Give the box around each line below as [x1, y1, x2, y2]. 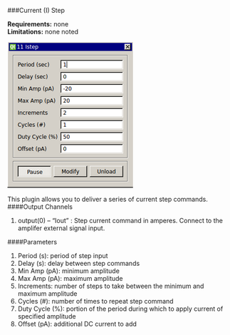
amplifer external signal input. [17, 224, 105, 232]
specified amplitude [17, 312, 76, 320]
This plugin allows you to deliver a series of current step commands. [7, 195, 208, 203]
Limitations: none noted [7, 28, 79, 36]
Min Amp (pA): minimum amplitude [17, 267, 120, 275]
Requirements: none [7, 20, 69, 28]
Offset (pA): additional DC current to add [17, 320, 137, 328]
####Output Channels [7, 202, 73, 211]
